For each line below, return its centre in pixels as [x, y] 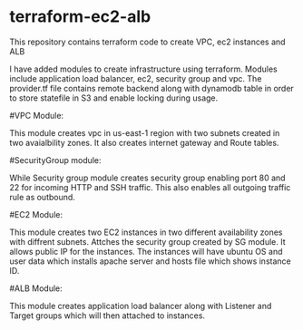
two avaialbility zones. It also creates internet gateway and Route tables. [144, 142]
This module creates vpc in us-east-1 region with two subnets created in [145, 132]
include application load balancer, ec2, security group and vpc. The [136, 78]
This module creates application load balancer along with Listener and [141, 306]
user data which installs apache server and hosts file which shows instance [151, 261]
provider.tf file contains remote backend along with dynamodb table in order [152, 88]
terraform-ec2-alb [80, 17]
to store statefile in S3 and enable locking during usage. [114, 98]
